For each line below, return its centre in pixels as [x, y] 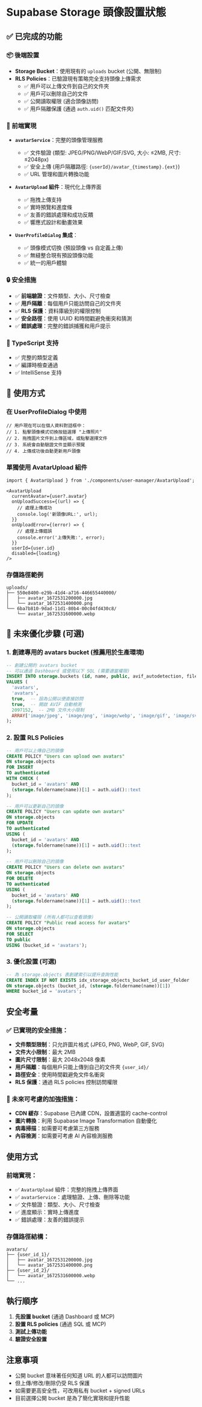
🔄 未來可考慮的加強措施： [43, 1099]
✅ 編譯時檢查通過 [36, 365]
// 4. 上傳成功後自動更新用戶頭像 [44, 452]
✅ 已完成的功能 [34, 36]
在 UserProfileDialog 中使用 [47, 412]
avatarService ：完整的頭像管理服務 [59, 140]
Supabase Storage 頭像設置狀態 [86, 12]
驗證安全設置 [31, 1339]
